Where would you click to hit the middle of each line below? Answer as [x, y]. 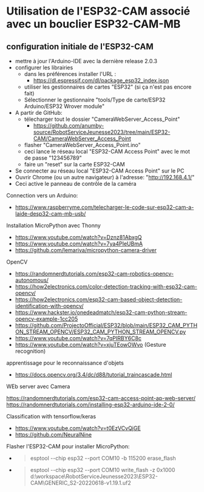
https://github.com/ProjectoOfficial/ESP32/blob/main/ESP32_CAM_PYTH [106, 325]
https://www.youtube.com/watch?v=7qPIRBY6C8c [78, 338]
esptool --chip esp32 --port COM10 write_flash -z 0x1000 [103, 470]
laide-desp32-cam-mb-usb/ [50, 214]
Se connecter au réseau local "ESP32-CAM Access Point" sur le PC [100, 171]
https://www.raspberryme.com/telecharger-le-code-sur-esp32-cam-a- [104, 207]
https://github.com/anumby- [69, 125]
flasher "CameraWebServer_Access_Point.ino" [82, 145]
